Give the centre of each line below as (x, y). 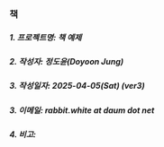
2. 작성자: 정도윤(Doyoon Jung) (67, 61)
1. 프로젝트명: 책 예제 (46, 37)
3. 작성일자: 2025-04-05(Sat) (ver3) (77, 86)
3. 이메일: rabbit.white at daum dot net (82, 110)
